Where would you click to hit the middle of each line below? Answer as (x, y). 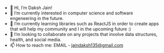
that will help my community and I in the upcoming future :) (70, 29)
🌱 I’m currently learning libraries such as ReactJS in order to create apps (84, 23)
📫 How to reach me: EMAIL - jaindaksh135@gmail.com (67, 45)
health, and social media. (35, 39)
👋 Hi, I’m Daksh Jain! (31, 8)
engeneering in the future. (37, 18)
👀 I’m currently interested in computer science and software (71, 13)
